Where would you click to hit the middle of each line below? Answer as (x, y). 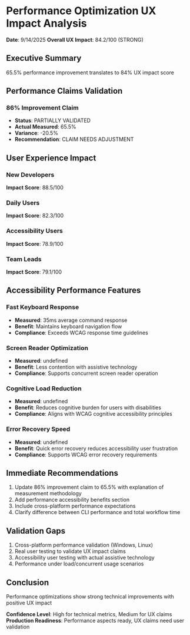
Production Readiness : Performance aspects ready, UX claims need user (95, 621)
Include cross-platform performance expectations (75, 506)
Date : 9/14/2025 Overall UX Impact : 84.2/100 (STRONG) (75, 40)
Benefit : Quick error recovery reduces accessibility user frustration (96, 448)
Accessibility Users (34, 231)
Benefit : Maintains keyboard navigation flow (68, 326)
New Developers (30, 175)
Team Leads (24, 259)
